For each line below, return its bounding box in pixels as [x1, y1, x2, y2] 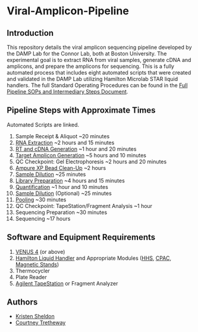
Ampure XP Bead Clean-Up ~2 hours [15, 164, 106, 171]
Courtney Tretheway [15, 319, 66, 326]
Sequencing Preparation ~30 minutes [15, 209, 108, 216]
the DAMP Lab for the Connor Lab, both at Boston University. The [7, 50, 167, 57]
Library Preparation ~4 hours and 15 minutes [15, 177, 125, 184]
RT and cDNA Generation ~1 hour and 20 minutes [15, 145, 137, 153]
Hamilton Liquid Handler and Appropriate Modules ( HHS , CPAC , [15, 255, 172, 262]
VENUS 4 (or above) [15, 248, 65, 255]
